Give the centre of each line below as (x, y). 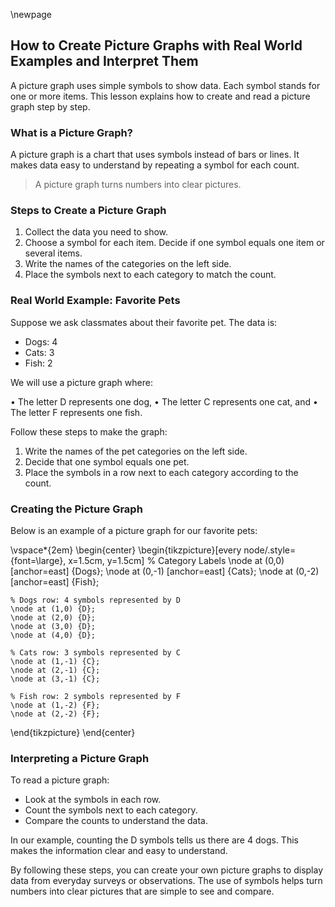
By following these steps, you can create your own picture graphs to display (167, 870)
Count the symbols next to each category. (111, 810)
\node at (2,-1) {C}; (55, 670)
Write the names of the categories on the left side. (128, 264)
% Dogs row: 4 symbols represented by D (96, 600)
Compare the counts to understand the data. (116, 821)
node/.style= (270, 550)
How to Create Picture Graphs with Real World (156, 45)
